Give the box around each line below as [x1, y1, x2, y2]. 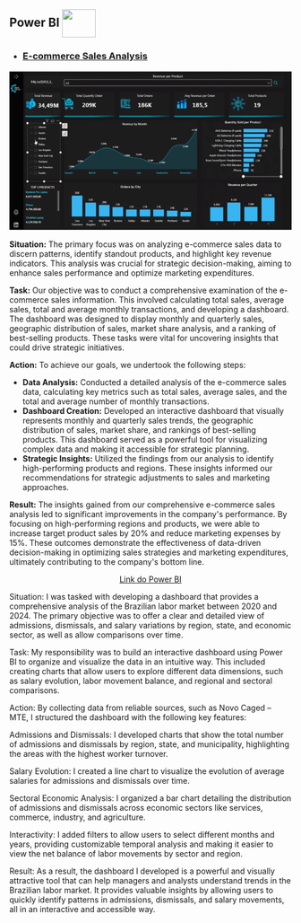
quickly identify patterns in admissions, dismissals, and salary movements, [9, 894, 285, 905]
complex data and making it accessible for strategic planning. [21, 444, 250, 454]
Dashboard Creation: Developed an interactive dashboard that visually [21, 406, 285, 417]
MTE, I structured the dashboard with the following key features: [9, 712, 247, 723]
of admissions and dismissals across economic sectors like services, [9, 803, 263, 813]
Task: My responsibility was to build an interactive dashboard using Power [9, 647, 284, 658]
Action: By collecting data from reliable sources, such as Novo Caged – [9, 702, 271, 714]
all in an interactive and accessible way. [9, 904, 156, 915]
